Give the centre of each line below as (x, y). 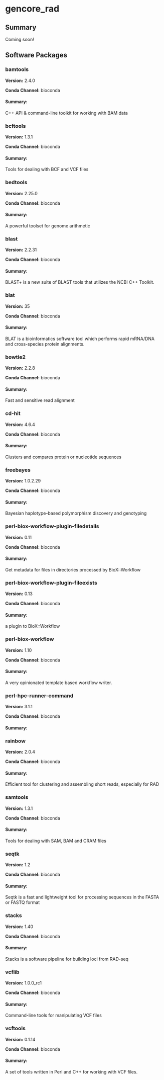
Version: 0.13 (19, 594)
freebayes (18, 470)
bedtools (16, 183)
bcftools (16, 126)
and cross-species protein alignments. (45, 344)
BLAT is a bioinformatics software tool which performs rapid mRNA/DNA (80, 339)
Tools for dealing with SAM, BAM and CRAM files (56, 841)
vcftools (16, 1028)
